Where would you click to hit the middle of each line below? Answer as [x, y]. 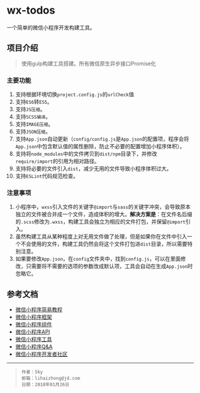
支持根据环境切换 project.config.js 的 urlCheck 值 [74, 94]
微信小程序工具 [34, 340]
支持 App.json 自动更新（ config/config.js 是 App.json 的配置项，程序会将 [102, 139]
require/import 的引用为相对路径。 [58, 161]
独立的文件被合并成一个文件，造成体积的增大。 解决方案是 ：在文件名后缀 [104, 214]
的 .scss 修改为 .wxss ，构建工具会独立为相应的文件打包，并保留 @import [100, 222]
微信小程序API [33, 332]
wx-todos [31, 10]
